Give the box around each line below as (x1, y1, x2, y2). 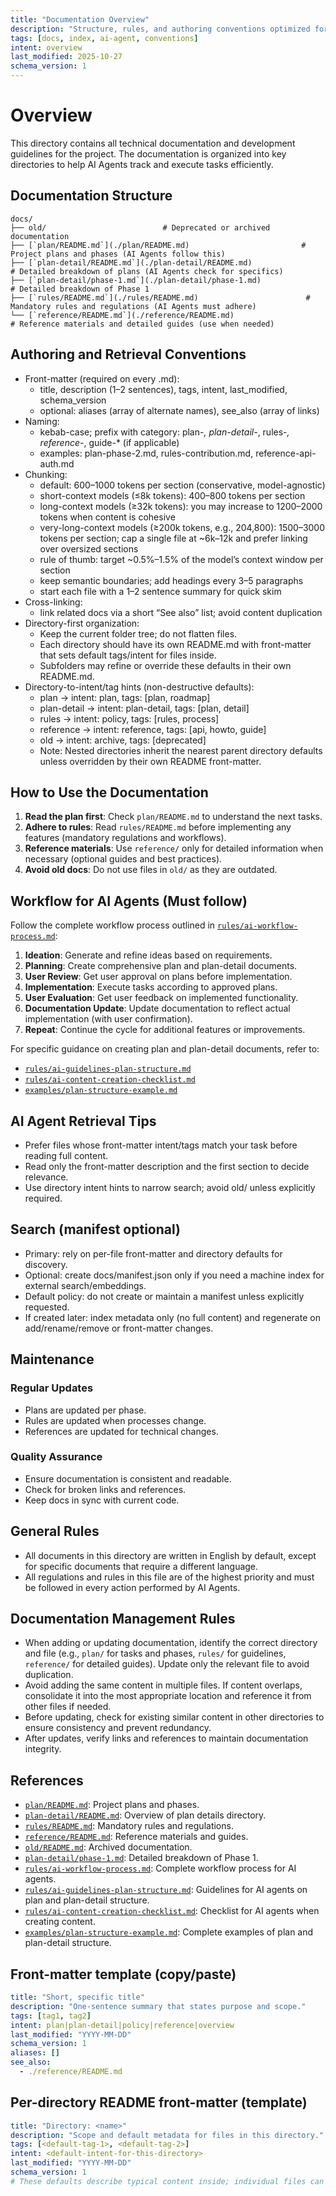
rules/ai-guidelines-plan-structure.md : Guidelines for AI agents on (24, 1884, 308, 1896)
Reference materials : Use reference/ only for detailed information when (24, 842, 324, 855)
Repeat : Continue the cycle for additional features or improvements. (24, 1024, 306, 1036)
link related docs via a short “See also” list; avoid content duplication (39, 606, 323, 618)
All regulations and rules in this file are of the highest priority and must (24, 1571, 315, 1583)
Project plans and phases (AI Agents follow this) (10, 249, 226, 259)
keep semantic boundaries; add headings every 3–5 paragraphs (39, 574, 304, 586)
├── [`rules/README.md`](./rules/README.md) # (10, 292, 311, 303)
